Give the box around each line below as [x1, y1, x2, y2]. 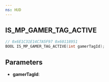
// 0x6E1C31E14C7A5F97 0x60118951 [5, 39, 78, 44]
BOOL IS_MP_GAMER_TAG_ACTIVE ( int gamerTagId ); [5, 44, 105, 49]
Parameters [5, 58, 43, 66]
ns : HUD [5, 7, 22, 13]
